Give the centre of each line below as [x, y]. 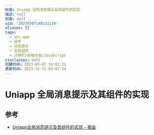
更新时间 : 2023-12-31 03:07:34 [36, 69]
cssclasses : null [23, 60]
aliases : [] [17, 28]
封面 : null [15, 19]
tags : [11, 32]
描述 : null [15, 14]
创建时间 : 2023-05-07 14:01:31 [36, 64]
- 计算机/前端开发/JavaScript [38, 55]
